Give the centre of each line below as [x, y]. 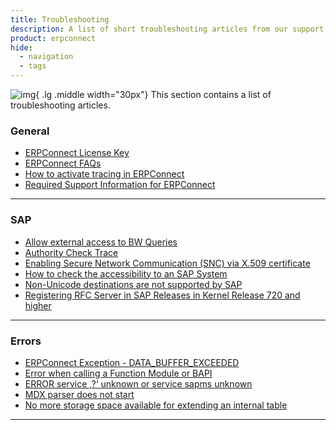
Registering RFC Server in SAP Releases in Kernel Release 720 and [162, 295]
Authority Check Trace [71, 252]
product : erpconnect [53, 38]
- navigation [46, 57]
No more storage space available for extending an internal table [156, 405]
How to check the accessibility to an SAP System [126, 273]
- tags [33, 66]
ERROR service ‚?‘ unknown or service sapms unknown [138, 383]
